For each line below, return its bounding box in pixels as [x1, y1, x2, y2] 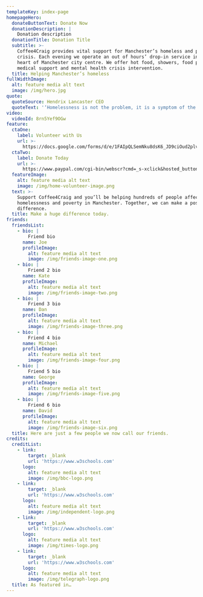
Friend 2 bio [28, 267, 61, 274]
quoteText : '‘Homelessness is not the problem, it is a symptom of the [11, 104, 196, 111]
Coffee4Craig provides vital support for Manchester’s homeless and [17, 48, 193, 54]
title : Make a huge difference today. [11, 211, 110, 218]
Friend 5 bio [28, 368, 61, 375]
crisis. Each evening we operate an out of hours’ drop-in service [17, 54, 190, 60]
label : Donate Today [17, 155, 69, 161]
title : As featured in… [11, 582, 71, 588]
